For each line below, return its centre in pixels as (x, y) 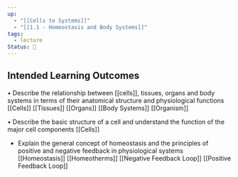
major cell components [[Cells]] (54, 129)
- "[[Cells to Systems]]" (52, 21)
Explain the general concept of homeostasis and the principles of (113, 143)
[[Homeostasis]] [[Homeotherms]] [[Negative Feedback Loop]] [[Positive (124, 158)
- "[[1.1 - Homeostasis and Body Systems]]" (81, 27)
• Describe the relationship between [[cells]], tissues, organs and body (111, 92)
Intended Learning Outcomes (74, 76)
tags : (15, 34)
